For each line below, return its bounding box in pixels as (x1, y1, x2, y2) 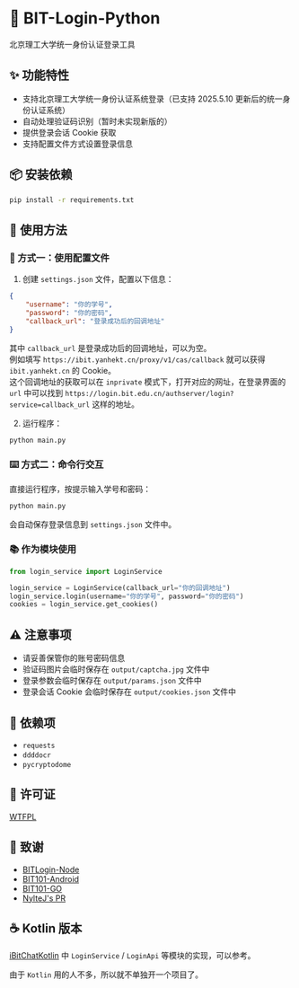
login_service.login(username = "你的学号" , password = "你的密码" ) (9, 592, 244, 601)
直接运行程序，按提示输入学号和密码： (9, 483, 151, 494)
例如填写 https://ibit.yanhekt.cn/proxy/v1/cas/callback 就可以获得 (9, 354, 267, 365)
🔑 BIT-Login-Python (9, 8, 161, 29)
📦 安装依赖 (9, 167, 74, 182)
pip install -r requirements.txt (9, 195, 135, 205)
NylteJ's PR (22, 893, 66, 904)
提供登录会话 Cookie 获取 (22, 127, 117, 137)
